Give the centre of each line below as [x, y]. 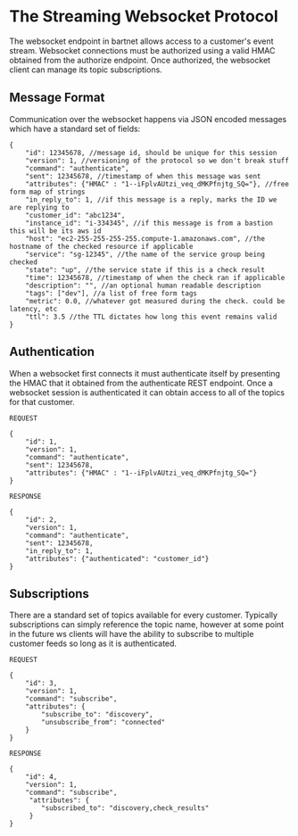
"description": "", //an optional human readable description [143, 286]
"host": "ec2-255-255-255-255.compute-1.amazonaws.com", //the [145, 238]
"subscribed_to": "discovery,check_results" [125, 808]
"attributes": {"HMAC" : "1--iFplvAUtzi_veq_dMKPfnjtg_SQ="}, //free [157, 184]
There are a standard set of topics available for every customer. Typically [144, 615]
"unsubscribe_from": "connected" [103, 723]
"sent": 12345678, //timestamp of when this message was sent [143, 176]
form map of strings [48, 192]
